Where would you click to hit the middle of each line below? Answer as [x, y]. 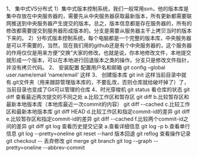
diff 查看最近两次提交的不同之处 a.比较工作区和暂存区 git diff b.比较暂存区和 [98, 97]
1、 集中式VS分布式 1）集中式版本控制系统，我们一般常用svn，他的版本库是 [98, 9]
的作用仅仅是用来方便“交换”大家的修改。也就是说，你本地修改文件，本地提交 [99, 53]
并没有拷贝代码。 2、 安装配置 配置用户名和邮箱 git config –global [86, 67]
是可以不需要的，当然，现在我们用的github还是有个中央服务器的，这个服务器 [99, 45]
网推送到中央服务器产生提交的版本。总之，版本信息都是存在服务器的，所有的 [99, 23]
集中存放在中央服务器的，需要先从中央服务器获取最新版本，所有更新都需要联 [99, 16]
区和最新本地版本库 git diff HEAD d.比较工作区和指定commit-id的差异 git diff [98, 111]
